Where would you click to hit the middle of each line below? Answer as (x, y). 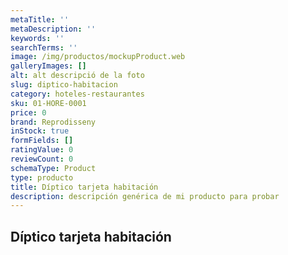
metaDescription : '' (53, 29)
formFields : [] (42, 141)
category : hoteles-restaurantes (77, 94)
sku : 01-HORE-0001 (48, 103)
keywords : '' (37, 38)
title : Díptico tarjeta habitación (84, 187)
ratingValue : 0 (42, 150)
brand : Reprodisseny (53, 122)
